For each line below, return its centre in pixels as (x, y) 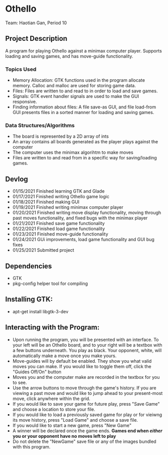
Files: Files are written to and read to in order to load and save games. (85, 91)
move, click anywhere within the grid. (51, 399)
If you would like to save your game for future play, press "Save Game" (86, 404)
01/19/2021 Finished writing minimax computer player (68, 207)
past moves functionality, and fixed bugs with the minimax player (80, 218)
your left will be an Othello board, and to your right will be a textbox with (87, 345)
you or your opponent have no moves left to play (64, 436)
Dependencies (29, 266)
